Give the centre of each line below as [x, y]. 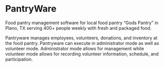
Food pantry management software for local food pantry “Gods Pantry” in [82, 23]
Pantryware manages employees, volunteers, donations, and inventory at [81, 38]
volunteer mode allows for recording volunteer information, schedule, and [82, 54]
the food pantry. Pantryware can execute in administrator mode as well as [82, 43]
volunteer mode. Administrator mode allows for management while [75, 48]
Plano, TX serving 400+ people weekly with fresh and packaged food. [78, 28]
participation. [19, 59]
